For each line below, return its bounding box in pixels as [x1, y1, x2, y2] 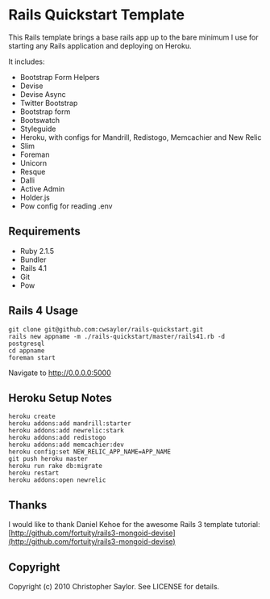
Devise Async [19, 89, 66, 99]
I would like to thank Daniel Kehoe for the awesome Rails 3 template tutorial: [8, 520, 260, 529]
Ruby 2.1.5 [19, 246, 55, 255]
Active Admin [19, 183, 65, 193]
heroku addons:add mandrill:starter [8, 420, 131, 428]
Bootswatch [19, 115, 60, 124]
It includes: [8, 57, 45, 66]
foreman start [8, 353, 56, 361]
